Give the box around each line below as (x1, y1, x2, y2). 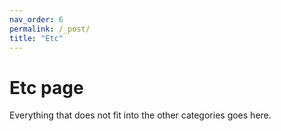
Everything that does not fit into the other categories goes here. (9, 109, 272, 121)
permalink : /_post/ (9, 24, 91, 34)
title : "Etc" (9, 33, 64, 43)
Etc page (9, 76, 84, 99)
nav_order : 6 (9, 14, 64, 25)
